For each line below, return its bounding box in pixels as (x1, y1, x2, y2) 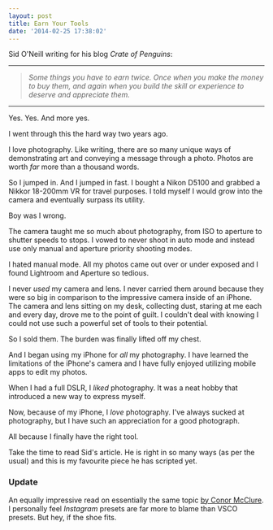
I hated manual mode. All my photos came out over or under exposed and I (8, 259, 258, 269)
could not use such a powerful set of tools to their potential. (8, 319, 209, 328)
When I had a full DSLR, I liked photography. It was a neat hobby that (8, 383, 238, 393)
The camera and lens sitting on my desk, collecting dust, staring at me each (8, 302, 262, 311)
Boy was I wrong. (8, 211, 67, 220)
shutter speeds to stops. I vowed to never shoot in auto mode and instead (8, 235, 255, 245)
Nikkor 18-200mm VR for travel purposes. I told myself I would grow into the (8, 186, 262, 196)
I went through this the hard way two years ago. (8, 129, 168, 139)
